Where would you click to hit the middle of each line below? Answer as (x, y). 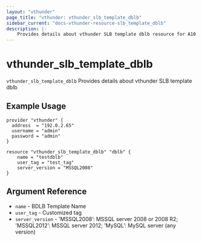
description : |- (27, 29)
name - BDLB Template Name (50, 206)
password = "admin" (36, 136)
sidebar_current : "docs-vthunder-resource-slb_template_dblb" (86, 23)
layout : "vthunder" (31, 12)
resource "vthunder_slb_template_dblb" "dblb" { (69, 152)
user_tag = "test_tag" (46, 162)
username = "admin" (36, 130)
